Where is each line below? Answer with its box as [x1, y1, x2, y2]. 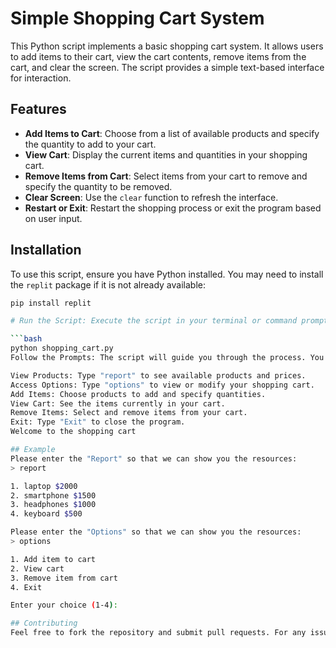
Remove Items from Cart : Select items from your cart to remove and [24, 170, 308, 182]
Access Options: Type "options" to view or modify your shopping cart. [10, 380, 315, 390]
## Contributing [10, 618, 78, 629]
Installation [10, 242, 82, 259]
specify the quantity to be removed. [24, 180, 173, 192]
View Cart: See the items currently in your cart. [10, 398, 226, 409]
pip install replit [10, 298, 92, 308]
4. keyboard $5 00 [10, 509, 83, 519]
